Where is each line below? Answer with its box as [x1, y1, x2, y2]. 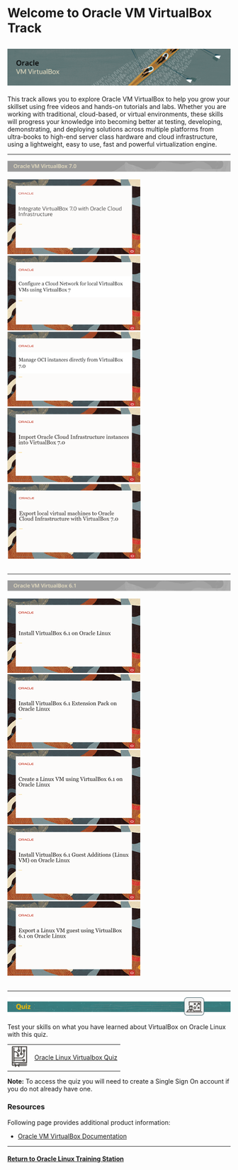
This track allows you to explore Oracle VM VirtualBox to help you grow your [7, 95, 230, 103]
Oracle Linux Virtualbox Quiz [34, 1053, 118, 1062]
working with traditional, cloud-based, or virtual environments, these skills [7, 110, 224, 118]
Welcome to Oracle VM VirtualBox [7, 5, 212, 21]
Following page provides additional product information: [7, 1118, 171, 1127]
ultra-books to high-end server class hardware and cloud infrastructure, [7, 132, 218, 141]
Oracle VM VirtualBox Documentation [17, 1132, 127, 1140]
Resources [7, 1102, 45, 1112]
